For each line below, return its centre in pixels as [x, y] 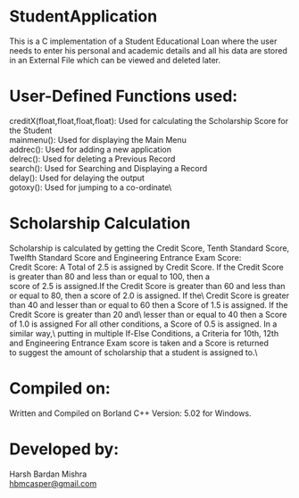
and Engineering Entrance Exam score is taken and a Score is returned [139, 343]
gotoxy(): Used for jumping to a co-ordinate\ [91, 187]
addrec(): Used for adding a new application [91, 149]
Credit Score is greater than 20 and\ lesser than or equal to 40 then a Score [148, 314]
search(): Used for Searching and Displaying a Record [108, 168]
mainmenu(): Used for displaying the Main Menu [98, 139]
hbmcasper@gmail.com [53, 483]
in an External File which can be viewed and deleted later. [115, 60]
